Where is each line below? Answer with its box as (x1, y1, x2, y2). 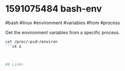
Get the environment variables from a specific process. (5, 29, 120, 35)
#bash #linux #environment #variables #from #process (5, 20, 120, 26)
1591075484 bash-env (5, 3, 102, 15)
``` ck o (5, 44, 22, 49)
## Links (5, 61, 24, 67)
